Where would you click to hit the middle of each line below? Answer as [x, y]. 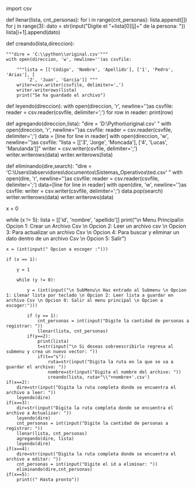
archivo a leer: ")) [31, 393]
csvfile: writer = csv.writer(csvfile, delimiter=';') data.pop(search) [85, 191]
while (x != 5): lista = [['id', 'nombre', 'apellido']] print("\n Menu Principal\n [95, 220]
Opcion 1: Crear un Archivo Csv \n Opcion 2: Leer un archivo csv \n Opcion [96, 226]
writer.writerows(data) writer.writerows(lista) [60, 155]
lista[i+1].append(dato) [33, 32]
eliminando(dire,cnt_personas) [55, 469]
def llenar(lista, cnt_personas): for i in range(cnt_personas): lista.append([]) [97, 20]
